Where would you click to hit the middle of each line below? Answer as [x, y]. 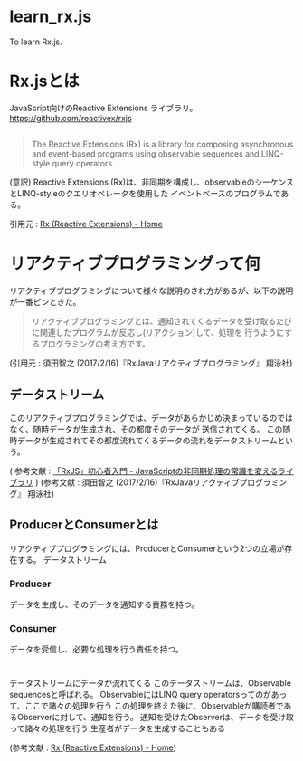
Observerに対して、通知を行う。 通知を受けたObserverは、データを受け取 [155, 717]
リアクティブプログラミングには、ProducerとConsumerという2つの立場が [147, 548]
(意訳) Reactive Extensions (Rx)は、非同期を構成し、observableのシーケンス [151, 182]
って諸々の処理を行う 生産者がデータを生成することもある [118, 728]
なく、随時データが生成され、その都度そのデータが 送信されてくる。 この [146, 429]
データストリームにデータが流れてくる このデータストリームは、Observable [151, 683]
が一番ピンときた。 [45, 302]
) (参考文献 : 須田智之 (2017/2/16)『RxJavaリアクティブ [137, 482]
